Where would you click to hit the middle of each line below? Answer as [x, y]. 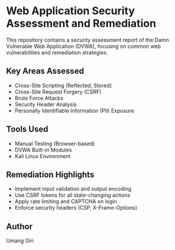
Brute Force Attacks [39, 98]
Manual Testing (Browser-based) [55, 143]
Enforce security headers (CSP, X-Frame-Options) [76, 208]
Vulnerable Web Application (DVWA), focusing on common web [84, 46]
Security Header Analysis [46, 104]
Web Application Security [70, 11]
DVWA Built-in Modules [43, 150]
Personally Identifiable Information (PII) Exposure [74, 110]
